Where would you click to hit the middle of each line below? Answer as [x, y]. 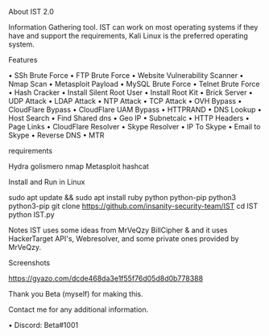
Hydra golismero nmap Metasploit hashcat [79, 166]
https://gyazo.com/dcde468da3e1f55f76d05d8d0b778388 [106, 278]
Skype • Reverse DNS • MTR [56, 135]
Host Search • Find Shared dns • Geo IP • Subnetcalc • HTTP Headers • [129, 118]
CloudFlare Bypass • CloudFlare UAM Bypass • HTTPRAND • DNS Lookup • [135, 109]
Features [23, 60]
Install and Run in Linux [47, 182]
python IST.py [31, 215]
